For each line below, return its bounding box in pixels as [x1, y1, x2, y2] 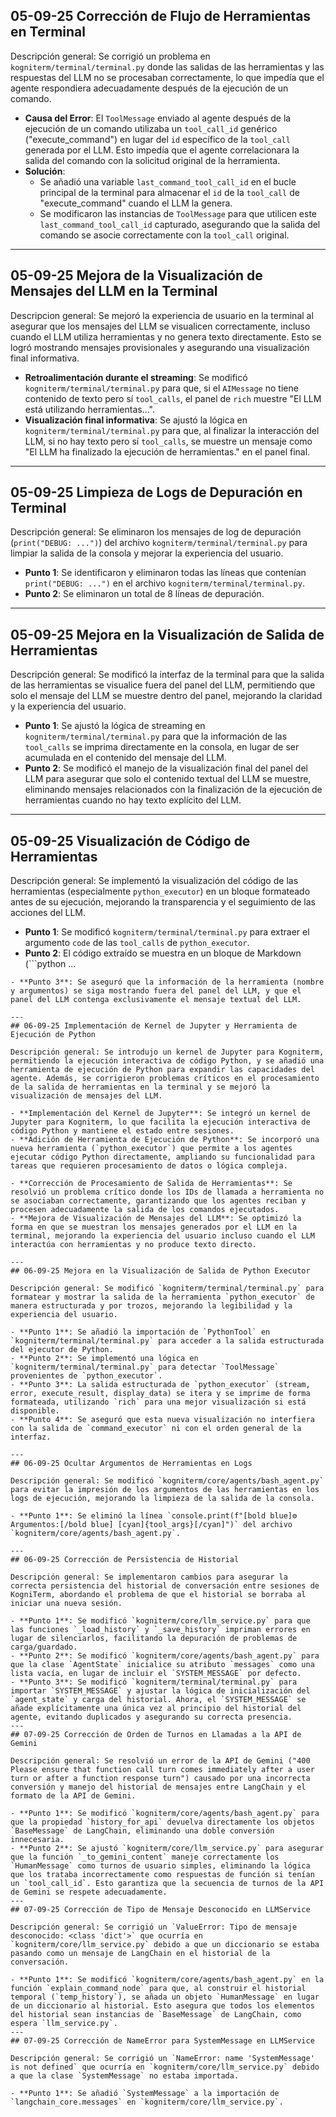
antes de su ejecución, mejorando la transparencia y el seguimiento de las [10, 896, 316, 908]
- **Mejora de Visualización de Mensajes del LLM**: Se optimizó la [10, 1214, 302, 1224]
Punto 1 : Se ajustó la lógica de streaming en [24, 720, 206, 732]
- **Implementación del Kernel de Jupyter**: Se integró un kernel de [10, 1109, 311, 1119]
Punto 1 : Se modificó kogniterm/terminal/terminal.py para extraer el [24, 926, 310, 938]
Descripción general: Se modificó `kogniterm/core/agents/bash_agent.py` [10, 1476, 325, 1486]
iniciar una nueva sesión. [10, 1599, 123, 1609]
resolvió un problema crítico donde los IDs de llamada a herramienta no [10, 1187, 325, 1198]
